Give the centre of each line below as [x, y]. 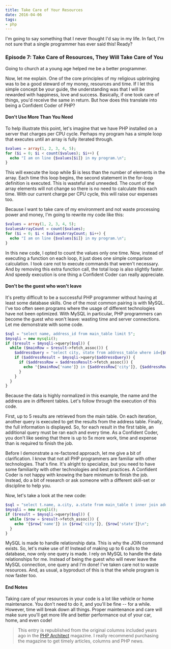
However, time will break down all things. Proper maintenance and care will [84, 609]
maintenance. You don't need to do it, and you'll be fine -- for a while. [78, 604]
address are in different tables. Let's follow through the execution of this [81, 401]
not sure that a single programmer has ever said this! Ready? [69, 44]
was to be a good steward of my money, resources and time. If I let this [80, 84]
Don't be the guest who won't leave [44, 286]
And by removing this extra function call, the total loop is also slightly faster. [85, 269]
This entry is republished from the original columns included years [87, 630]
